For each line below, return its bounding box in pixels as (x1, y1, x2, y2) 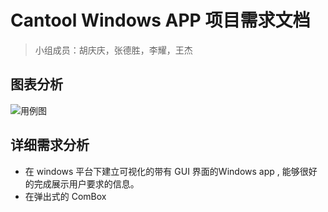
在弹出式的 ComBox (24, 190, 107, 202)
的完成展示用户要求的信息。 (24, 177, 140, 190)
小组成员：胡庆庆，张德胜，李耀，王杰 (34, 44, 193, 56)
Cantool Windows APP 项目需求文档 (10, 9, 311, 32)
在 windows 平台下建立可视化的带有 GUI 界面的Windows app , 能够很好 (24, 165, 318, 177)
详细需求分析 (10, 137, 90, 154)
